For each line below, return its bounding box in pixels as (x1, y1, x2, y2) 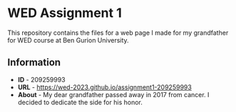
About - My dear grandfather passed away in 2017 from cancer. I (17, 90, 210, 99)
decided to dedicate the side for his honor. (17, 98, 143, 106)
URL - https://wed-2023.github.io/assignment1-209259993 (17, 83, 193, 91)
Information (7, 57, 61, 69)
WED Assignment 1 (7, 5, 123, 21)
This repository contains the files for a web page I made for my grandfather (7, 28, 229, 37)
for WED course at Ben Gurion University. (7, 35, 130, 44)
